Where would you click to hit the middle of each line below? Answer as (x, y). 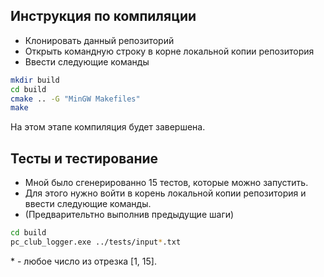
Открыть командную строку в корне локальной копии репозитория (169, 51)
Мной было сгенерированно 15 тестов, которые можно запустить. (166, 183)
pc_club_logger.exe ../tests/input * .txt (96, 242)
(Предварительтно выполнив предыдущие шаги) (129, 215)
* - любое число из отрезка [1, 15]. (83, 261)
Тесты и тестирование (84, 158)
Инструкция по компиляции (103, 16)
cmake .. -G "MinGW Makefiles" (75, 99)
